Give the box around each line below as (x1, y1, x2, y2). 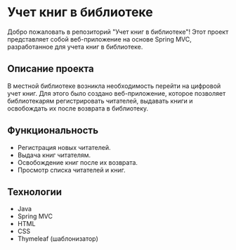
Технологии (7, 186, 62, 198)
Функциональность (7, 125, 99, 137)
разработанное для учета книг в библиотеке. (7, 42, 143, 51)
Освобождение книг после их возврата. (17, 158, 138, 166)
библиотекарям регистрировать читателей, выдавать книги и (7, 96, 193, 105)
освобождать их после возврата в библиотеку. (7, 104, 149, 113)
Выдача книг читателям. (17, 151, 91, 159)
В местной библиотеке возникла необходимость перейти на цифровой (7, 82, 221, 90)
